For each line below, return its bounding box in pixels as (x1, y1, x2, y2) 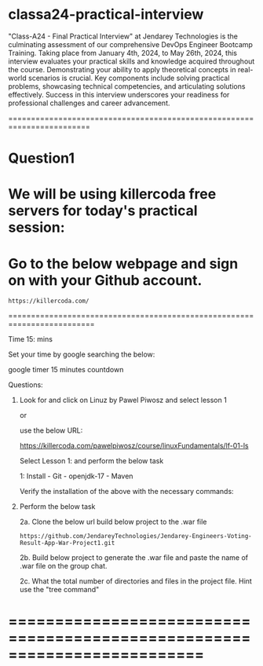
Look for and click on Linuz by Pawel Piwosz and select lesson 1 (19, 395, 228, 405)
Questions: (8, 380, 43, 390)
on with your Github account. (8, 271, 203, 289)
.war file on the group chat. (19, 562, 108, 571)
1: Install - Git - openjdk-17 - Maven (19, 471, 133, 481)
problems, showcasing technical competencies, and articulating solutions (8, 81, 246, 91)
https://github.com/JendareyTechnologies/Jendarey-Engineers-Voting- (19, 532, 253, 540)
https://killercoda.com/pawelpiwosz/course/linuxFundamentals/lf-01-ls (19, 441, 249, 451)
